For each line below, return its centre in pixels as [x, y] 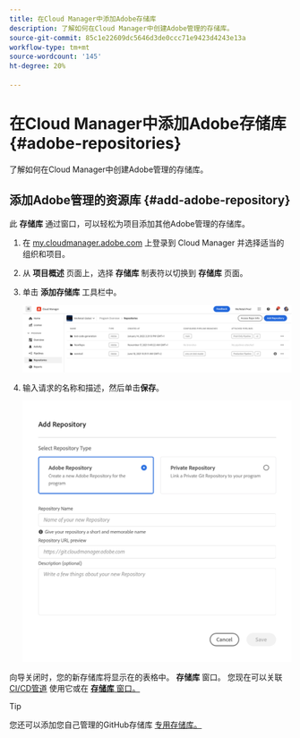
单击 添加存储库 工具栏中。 [72, 292]
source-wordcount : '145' [56, 57]
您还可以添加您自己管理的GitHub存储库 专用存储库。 [106, 725]
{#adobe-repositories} [95, 144]
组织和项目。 [46, 253]
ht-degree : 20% [38, 66]
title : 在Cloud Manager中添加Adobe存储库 [83, 19]
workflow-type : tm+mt [50, 47]
